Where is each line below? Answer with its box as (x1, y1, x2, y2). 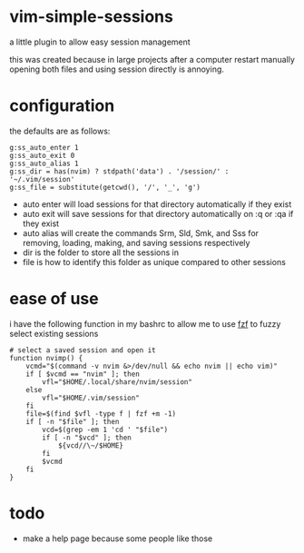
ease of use (9, 289, 99, 310)
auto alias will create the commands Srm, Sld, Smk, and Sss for (22, 227, 260, 238)
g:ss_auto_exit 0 (9, 151, 75, 160)
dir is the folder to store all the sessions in (22, 247, 180, 258)
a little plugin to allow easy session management (9, 36, 191, 47)
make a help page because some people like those (22, 533, 213, 544)
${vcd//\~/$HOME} (57, 440, 124, 450)
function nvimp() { (9, 353, 83, 362)
